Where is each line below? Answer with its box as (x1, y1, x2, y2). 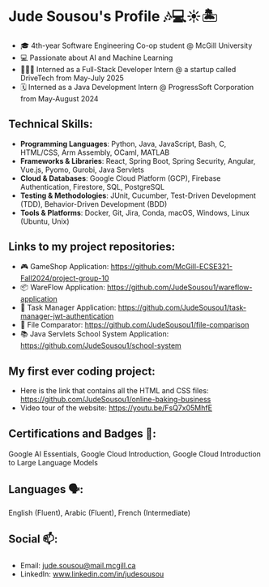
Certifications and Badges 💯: (8, 426, 156, 440)
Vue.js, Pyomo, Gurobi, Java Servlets (19, 165, 144, 174)
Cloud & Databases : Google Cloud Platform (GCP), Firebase (19, 173, 221, 183)
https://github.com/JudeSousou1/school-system (19, 341, 182, 350)
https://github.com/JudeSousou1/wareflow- (106, 282, 253, 293)
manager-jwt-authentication (19, 311, 114, 321)
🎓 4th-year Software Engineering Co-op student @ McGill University (19, 41, 253, 50)
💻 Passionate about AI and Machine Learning (19, 53, 173, 62)
